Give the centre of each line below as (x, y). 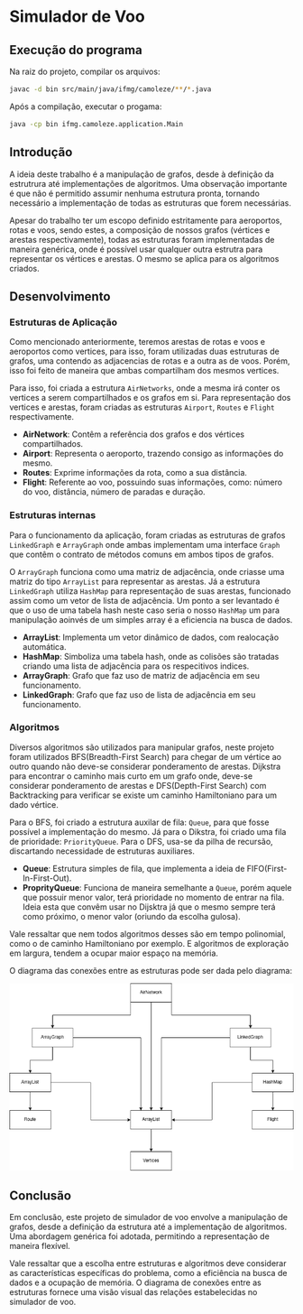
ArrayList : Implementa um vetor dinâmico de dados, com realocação (151, 637)
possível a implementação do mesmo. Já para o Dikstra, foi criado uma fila (148, 831)
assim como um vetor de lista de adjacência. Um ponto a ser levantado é (144, 600)
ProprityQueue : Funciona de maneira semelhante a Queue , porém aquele (157, 887)
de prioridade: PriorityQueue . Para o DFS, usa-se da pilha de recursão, (141, 841)
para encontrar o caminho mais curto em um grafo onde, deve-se (131, 776)
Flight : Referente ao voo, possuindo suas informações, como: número (152, 482)
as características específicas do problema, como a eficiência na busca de (148, 1273)
